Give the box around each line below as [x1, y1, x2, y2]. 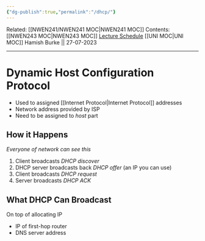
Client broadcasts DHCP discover [15, 157, 99, 165]
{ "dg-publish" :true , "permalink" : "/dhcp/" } [6, 9, 116, 15]
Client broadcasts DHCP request [15, 170, 98, 178]
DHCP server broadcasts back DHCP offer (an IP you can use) [15, 164, 172, 171]
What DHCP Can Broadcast [6, 195, 112, 205]
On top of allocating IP [6, 211, 63, 218]
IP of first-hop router [15, 223, 67, 230]
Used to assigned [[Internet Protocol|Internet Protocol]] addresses [15, 99, 182, 106]
